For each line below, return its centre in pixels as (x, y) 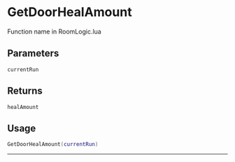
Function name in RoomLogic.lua (54, 31)
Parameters (33, 53)
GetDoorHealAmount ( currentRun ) (53, 145)
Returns (25, 91)
